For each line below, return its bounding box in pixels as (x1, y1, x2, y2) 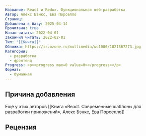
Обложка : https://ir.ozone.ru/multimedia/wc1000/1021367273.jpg (5, 44, 141, 49)
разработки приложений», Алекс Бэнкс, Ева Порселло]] (5, 109, 125, 115)
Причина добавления (5, 90, 75, 99)
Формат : (5, 68, 21, 72)
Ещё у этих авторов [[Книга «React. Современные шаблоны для (5, 103, 142, 109)
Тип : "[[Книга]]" (5, 40, 41, 45)
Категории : (5, 49, 28, 54)
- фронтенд (9, 58, 32, 63)
